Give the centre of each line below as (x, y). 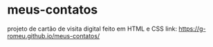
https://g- (192, 29)
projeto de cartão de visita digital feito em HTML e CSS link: (92, 29)
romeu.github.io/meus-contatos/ (54, 35)
